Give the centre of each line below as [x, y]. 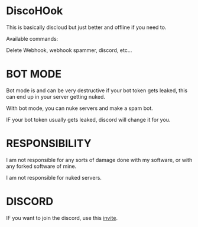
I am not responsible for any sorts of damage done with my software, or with [99, 160]
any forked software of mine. [41, 166]
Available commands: [32, 38]
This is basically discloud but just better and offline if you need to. [86, 27]
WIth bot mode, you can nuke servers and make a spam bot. [80, 108]
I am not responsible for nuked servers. [54, 177]
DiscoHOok [35, 11]
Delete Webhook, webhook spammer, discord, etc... [69, 50]
